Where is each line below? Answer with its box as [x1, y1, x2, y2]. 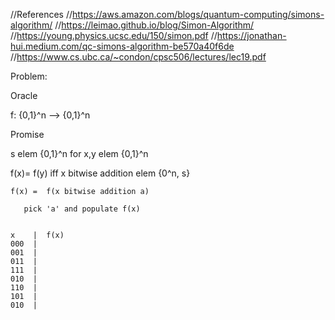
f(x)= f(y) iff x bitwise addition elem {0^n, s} [10, 167, 191, 179]
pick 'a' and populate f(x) [23, 204, 141, 214]
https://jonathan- [216, 30, 287, 41]
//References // [10, 9, 73, 20]
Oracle [10, 90, 38, 101]
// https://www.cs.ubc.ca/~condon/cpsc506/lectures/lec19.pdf [10, 51, 267, 63]
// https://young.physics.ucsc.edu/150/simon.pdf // [10, 30, 218, 41]
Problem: [10, 70, 48, 82]
